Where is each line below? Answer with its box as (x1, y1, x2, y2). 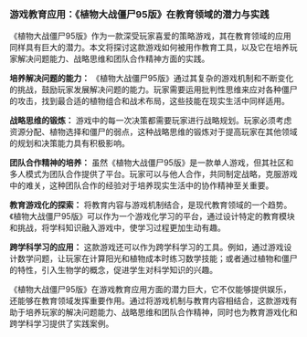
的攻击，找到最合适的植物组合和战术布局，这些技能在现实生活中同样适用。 (9, 96, 290, 107)
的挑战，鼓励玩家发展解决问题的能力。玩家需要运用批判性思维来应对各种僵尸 (9, 84, 298, 95)
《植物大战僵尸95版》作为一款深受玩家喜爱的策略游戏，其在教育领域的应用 (9, 30, 291, 42)
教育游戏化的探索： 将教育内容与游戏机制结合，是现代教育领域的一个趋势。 (9, 199, 292, 211)
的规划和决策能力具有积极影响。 (9, 138, 130, 149)
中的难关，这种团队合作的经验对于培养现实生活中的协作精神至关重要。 (9, 180, 274, 191)
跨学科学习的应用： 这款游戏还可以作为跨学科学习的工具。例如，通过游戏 (9, 242, 284, 253)
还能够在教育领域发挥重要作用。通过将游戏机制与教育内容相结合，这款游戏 (9, 295, 290, 307)
